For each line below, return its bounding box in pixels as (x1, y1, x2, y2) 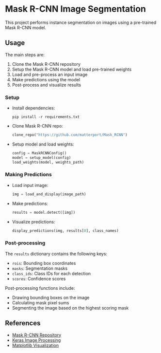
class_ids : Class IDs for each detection (12, 270, 91, 276)
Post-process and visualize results (12, 82, 81, 88)
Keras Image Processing (12, 337, 61, 343)
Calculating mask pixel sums (12, 299, 69, 305)
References (5, 319, 41, 327)
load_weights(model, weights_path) (12, 160, 84, 165)
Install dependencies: (12, 105, 55, 111)
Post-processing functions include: (5, 285, 75, 291)
